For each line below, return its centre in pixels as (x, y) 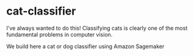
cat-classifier (41, 11)
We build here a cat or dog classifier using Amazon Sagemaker (85, 46)
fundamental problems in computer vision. (59, 34)
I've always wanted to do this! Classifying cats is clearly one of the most (97, 28)
